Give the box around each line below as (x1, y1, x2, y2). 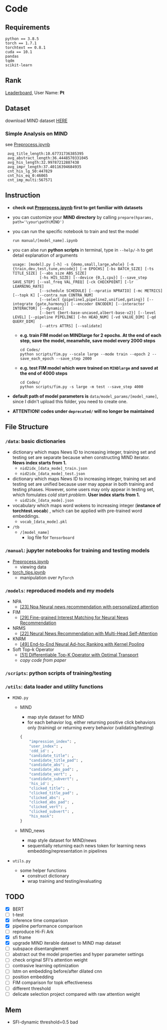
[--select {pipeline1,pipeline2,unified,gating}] (39, 297, 145, 302)
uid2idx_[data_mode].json (19, 498, 74, 503)
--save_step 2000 (55, 356, 92, 361)
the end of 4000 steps (19, 370, 67, 376)
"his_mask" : (29, 814, 54, 819)
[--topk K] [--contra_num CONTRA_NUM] (12, 292, 93, 298)
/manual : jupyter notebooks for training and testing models (5, 547, 150, 554)
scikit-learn (5, 63, 32, 68)
